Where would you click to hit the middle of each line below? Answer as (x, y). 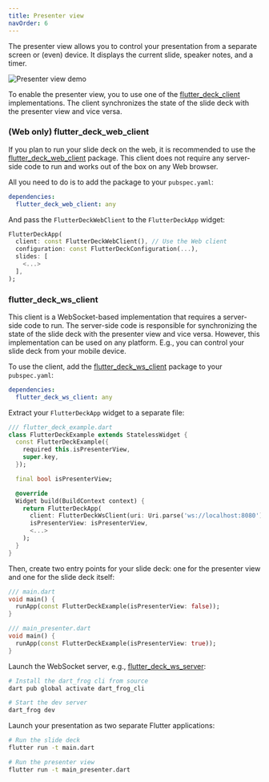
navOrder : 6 (28, 23)
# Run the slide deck (44, 740)
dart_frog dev (32, 711)
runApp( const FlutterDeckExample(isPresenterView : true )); (116, 643)
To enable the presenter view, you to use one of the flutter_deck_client (124, 94)
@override (32, 493)
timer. (18, 63)
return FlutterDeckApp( (62, 509)
